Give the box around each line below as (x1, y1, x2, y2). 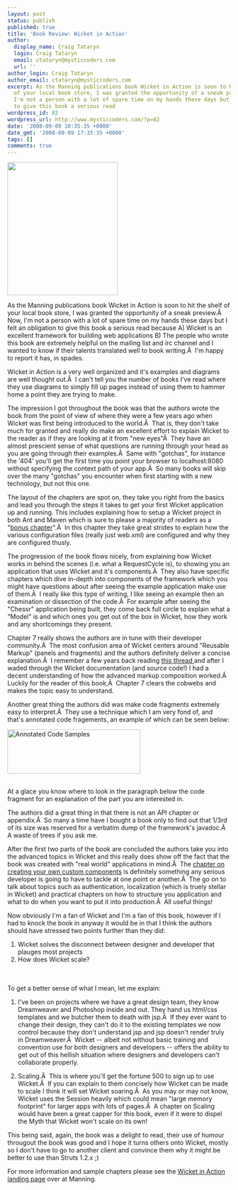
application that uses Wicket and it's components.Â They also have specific (7, 567, 230, 575)
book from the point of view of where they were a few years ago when (7, 412, 212, 420)
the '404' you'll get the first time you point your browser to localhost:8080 (7, 457, 224, 465)
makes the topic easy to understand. (7, 686, 115, 695)
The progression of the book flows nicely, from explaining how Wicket (7, 552, 212, 561)
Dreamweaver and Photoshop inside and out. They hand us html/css (17, 1006, 218, 1014)
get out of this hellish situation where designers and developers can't (17, 1051, 220, 1059)
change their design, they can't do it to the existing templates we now (17, 1020, 221, 1029)
